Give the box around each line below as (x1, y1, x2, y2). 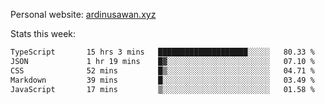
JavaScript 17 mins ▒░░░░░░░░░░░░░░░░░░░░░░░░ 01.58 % (10, 84, 315, 94)
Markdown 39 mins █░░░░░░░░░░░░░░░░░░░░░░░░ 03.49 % (10, 75, 315, 85)
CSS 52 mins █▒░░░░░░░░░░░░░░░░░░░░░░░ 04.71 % (10, 65, 315, 76)
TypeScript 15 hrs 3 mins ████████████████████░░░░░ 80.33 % (10, 47, 315, 57)
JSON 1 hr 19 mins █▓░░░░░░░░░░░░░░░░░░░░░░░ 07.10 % (10, 56, 315, 66)
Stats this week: (10, 28, 77, 39)
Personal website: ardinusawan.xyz (10, 9, 157, 20)
